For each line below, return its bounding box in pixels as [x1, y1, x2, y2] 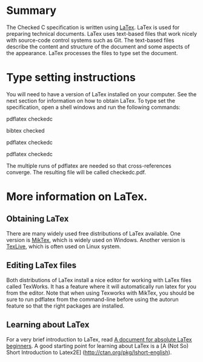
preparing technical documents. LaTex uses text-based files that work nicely [6, 30, 198, 37]
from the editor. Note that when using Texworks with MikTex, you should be [6, 289, 195, 297]
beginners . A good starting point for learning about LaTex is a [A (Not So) [6, 342, 189, 349]
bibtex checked [6, 127, 45, 134]
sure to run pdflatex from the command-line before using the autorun [6, 295, 179, 303]
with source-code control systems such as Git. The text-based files [6, 36, 175, 44]
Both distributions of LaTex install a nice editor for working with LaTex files [6, 276, 192, 283]
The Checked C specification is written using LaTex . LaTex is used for [6, 24, 180, 31]
